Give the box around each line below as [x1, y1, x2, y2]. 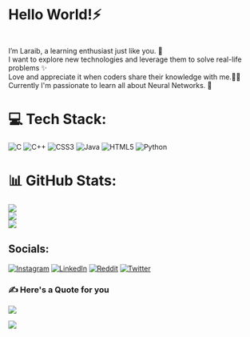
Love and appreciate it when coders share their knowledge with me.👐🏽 [8, 72, 241, 82]
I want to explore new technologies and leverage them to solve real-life [8, 54, 242, 64]
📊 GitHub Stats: [8, 172, 117, 190]
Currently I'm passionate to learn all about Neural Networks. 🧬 [8, 80, 212, 90]
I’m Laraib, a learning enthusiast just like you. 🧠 [8, 46, 163, 55]
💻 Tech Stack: [8, 110, 107, 128]
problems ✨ [8, 62, 48, 72]
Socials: [8, 243, 50, 256]
